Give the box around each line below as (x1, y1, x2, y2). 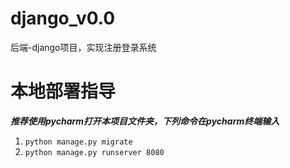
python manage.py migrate (24, 137, 133, 147)
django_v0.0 (10, 7, 116, 30)
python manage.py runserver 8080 (24, 147, 165, 157)
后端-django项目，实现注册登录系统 (10, 41, 157, 53)
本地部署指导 (10, 80, 117, 103)
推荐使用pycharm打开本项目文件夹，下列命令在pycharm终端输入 (10, 115, 280, 127)
